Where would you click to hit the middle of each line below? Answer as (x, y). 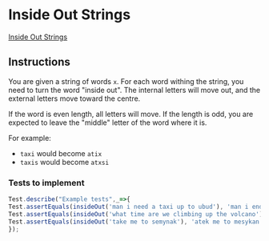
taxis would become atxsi (64, 162)
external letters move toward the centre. (74, 98)
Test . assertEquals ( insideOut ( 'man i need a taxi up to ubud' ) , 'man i (128, 207)
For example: (30, 138)
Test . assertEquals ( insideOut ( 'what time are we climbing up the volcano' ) (136, 214)
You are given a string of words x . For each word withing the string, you (126, 81)
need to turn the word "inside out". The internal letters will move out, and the (134, 90)
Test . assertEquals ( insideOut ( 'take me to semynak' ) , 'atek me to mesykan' (136, 222)
